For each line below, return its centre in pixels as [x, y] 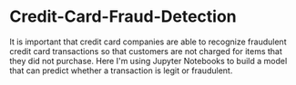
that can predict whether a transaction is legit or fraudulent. [121, 71]
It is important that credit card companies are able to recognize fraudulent [148, 42]
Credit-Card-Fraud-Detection [123, 17]
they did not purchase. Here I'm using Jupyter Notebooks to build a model [148, 61]
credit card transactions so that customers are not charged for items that [146, 51]
